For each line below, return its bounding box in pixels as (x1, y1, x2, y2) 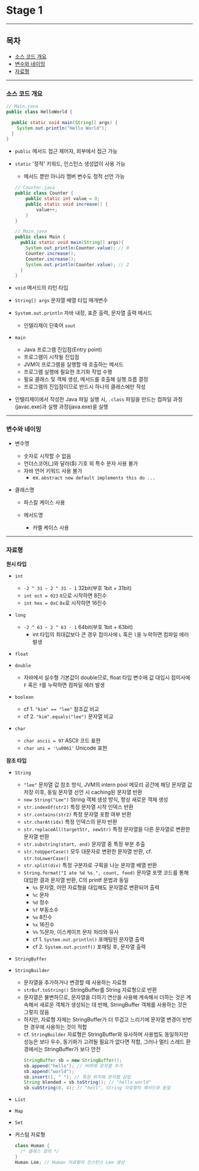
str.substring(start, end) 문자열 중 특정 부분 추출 (23, 840, 146, 848)
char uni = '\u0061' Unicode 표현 (23, 744, 108, 751)
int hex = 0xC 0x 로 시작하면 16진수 (23, 599, 107, 606)
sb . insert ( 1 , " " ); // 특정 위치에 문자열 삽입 (23, 1074, 131, 1080)
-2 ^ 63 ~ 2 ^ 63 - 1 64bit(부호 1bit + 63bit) (23, 623, 133, 630)
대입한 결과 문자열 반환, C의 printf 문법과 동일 (23, 876, 129, 883)
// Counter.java (14, 185, 55, 191)
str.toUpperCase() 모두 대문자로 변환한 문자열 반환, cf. (23, 848, 152, 855)
